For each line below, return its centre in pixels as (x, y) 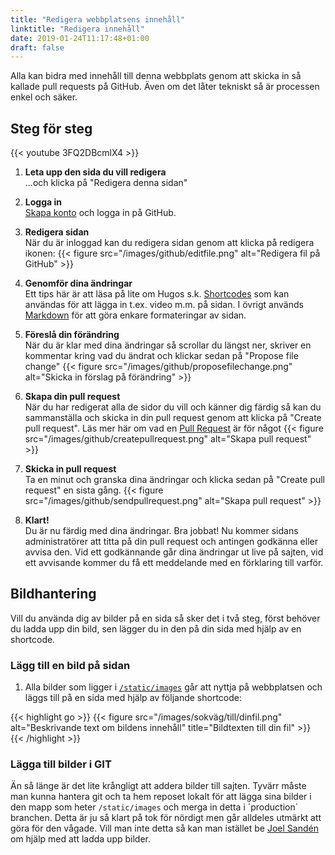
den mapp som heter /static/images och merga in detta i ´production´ (154, 807)
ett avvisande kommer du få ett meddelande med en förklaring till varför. (174, 563)
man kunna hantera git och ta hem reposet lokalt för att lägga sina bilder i (161, 797)
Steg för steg (51, 128)
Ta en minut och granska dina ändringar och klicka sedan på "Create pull (175, 480)
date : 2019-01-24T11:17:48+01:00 (80, 38)
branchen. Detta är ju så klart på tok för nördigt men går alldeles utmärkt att (166, 818)
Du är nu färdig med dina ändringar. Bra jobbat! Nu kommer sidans (161, 531)
